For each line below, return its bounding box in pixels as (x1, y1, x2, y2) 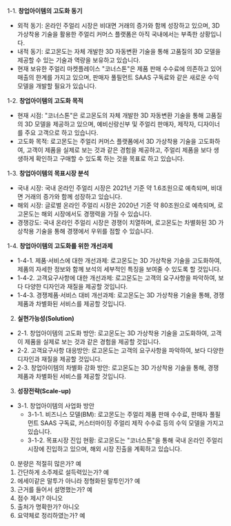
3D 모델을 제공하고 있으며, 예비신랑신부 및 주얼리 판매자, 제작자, (24, 120, 197, 128)
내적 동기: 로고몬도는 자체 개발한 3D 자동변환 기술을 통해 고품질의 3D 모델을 (17, 48, 221, 55)
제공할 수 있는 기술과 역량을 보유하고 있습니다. (17, 56, 141, 64)
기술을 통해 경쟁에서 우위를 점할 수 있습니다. (35, 227, 154, 235)
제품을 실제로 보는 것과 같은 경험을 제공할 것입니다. (24, 338, 161, 346)
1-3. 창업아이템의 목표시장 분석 (7, 169, 90, 177)
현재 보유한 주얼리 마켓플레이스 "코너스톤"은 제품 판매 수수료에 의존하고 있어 (17, 65, 222, 73)
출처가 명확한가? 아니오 (17, 502, 80, 511)
